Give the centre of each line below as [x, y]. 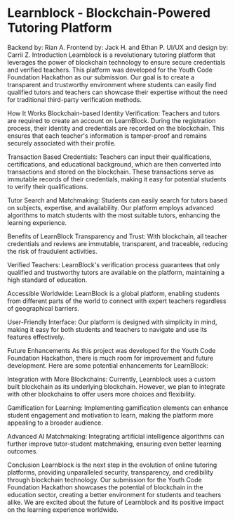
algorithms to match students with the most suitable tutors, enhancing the [114, 215]
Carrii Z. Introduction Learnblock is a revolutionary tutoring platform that [112, 55]
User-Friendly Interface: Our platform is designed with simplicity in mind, [112, 322]
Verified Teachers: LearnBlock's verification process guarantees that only [114, 264]
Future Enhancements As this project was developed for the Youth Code [112, 350]
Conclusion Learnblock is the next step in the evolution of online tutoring [112, 465]
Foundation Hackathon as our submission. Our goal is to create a [101, 77]
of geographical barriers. [43, 308]
